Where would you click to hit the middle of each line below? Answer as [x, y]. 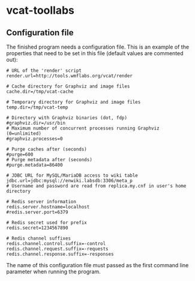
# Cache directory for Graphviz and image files [68, 86]
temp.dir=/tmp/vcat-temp [37, 107]
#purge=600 [20, 155]
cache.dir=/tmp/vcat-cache [40, 92]
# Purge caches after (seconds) [46, 149]
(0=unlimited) [24, 134]
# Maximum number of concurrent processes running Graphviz [83, 128]
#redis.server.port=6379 [37, 212]
